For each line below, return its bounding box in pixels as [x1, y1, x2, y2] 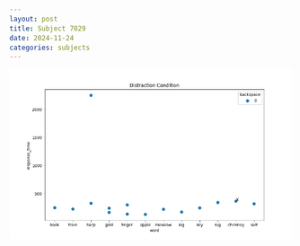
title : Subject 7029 [9, 23, 87, 33]
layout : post [9, 14, 58, 23]
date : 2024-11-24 [9, 33, 75, 42]
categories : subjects [9, 43, 91, 52]
